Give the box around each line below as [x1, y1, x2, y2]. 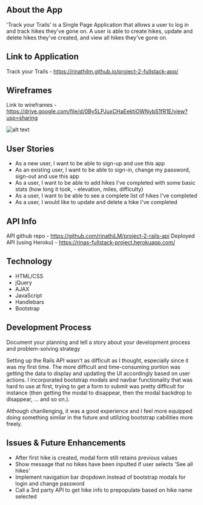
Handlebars [15, 298, 44, 306]
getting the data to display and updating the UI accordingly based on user [6, 369, 190, 377]
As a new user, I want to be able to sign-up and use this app [15, 160, 165, 167]
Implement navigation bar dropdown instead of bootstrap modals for [15, 473, 186, 481]
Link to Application [6, 52, 79, 62]
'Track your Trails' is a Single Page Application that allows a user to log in [6, 21, 189, 28]
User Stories [6, 143, 55, 154]
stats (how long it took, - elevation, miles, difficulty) [15, 185, 144, 193]
